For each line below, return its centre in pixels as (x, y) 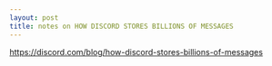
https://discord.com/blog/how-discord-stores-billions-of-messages (136, 52)
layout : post (34, 18)
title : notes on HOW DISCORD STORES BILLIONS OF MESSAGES (121, 26)
